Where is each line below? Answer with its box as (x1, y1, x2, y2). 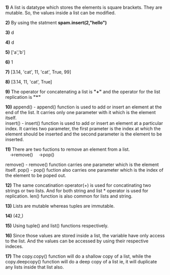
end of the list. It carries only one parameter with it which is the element (5, 109, 156, 115)
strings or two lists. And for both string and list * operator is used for (5, 188, 149, 194)
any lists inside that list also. (5, 264, 64, 270)
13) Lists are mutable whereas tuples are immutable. (5, 203, 115, 209)
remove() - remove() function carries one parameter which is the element (5, 161, 159, 168)
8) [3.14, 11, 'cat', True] (5, 79, 52, 85)
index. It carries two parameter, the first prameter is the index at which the (5, 126, 161, 131)
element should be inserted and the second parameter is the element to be (5, 131, 162, 137)
